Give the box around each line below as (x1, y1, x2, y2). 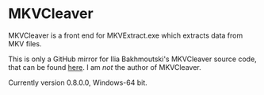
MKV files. (8, 38, 42, 48)
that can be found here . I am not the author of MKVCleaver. (8, 62, 202, 71)
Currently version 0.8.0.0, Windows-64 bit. (8, 78, 148, 87)
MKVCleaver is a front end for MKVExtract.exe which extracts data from (8, 31, 243, 40)
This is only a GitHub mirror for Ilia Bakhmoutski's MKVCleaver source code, (8, 54, 258, 64)
